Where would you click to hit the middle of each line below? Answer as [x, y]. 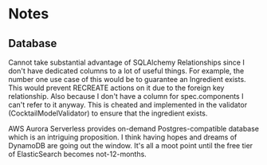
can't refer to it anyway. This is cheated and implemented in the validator [128, 105]
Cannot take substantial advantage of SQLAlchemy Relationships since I [126, 62]
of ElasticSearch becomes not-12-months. [78, 154]
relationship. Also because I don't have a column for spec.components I [126, 96]
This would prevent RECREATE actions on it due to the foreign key [116, 88]
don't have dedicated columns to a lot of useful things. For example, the [126, 71]
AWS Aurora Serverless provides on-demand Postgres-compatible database [134, 129]
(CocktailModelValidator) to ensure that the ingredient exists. [108, 113]
